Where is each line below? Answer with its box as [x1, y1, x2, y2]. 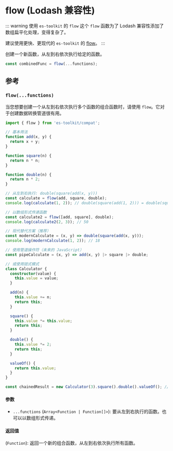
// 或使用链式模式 [5, 261, 40, 266]
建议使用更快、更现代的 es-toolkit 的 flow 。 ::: [5, 40, 106, 46]
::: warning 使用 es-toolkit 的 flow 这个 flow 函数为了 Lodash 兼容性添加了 [5, 23, 164, 29]
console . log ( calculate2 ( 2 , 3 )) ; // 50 [5, 219, 89, 224]
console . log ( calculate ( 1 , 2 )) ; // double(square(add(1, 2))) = [5, 200, 144, 206]
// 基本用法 [5, 130, 28, 135]
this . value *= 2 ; [14, 342, 52, 347]
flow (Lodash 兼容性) [5, 5, 95, 16]
